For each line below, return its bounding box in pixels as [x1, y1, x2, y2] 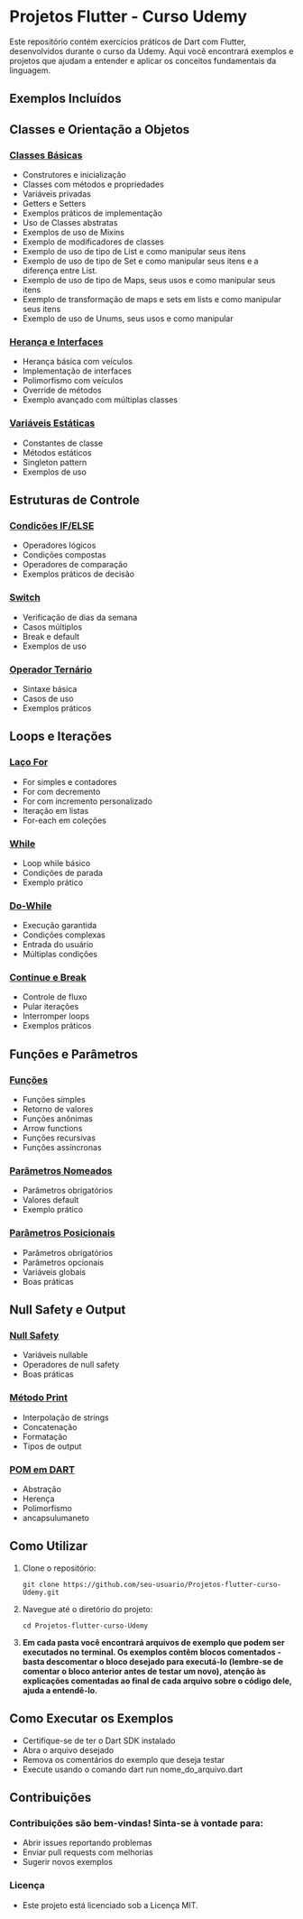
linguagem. [9, 65, 51, 76]
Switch [9, 591, 41, 604]
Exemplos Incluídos [9, 91, 122, 106]
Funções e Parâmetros [9, 1047, 138, 1062]
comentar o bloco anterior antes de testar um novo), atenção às [22, 1665, 266, 1676]
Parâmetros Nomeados [9, 1165, 113, 1177]
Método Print [9, 1391, 69, 1404]
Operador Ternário [9, 663, 93, 676]
